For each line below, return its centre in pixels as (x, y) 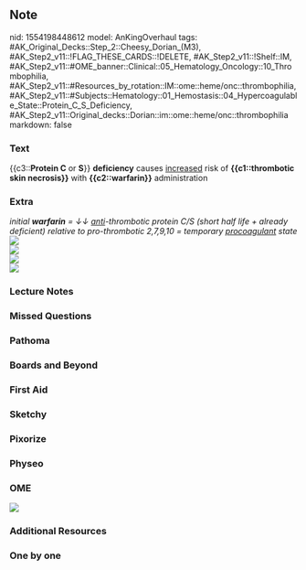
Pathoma (30, 340)
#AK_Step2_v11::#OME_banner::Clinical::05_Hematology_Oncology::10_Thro (151, 66)
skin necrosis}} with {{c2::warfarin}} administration (109, 178)
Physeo (26, 463)
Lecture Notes (42, 292)
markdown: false (41, 124)
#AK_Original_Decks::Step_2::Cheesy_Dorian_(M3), (106, 47)
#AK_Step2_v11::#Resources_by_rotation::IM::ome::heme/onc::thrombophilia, (153, 85)
